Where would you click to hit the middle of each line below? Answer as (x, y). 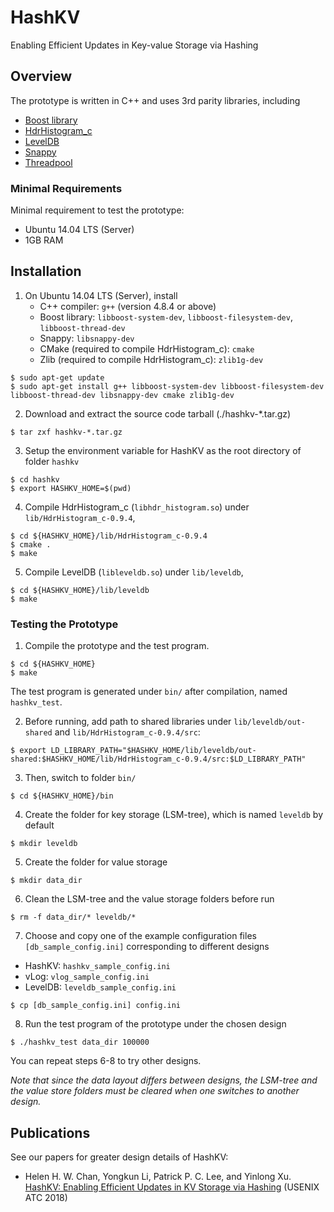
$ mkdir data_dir (46, 881)
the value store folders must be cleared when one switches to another (155, 1091)
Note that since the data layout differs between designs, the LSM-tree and (164, 1080)
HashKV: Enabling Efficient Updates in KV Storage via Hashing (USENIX (172, 1187)
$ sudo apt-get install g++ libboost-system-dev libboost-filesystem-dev (167, 386)
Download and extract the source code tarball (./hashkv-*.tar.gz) (158, 413)
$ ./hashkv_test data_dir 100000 (80, 1042)
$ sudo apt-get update (57, 377)
